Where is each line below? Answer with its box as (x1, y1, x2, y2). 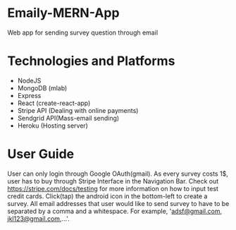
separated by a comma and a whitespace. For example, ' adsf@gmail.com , (7, 207, 223, 215)
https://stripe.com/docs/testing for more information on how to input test (7, 184, 218, 193)
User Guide (7, 146, 75, 162)
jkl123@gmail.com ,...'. (7, 214, 70, 223)
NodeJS (17, 76, 42, 85)
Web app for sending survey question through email (7, 28, 159, 37)
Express (17, 91, 42, 99)
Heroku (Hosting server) (17, 121, 88, 130)
